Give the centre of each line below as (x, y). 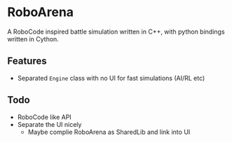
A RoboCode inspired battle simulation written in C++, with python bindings (116, 32)
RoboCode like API (44, 117)
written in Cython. (33, 39)
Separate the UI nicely (49, 124)
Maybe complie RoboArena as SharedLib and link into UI (109, 132)
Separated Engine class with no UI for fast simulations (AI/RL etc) (111, 78)
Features (27, 61)
